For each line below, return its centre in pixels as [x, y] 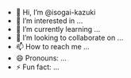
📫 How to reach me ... [52, 47]
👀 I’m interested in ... [49, 21]
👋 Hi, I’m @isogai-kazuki [56, 12]
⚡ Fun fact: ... [37, 67]
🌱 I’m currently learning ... [58, 29]
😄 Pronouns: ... [41, 58]
